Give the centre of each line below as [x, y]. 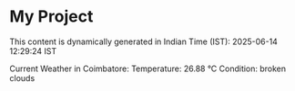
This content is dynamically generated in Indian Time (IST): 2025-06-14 [143, 41]
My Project [51, 17]
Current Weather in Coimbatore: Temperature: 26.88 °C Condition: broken [148, 68]
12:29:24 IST [33, 50]
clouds [22, 77]
